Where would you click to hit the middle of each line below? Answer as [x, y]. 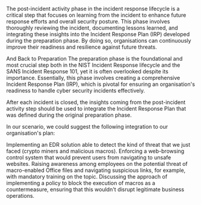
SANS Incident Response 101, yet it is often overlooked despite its [87, 71]
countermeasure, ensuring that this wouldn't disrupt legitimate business [95, 189]
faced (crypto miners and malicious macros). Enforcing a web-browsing [95, 151]
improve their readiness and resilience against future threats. [82, 47]
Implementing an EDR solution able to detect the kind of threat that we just [98, 145]
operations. [20, 196]
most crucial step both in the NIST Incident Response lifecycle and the [93, 65]
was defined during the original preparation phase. [69, 115]
